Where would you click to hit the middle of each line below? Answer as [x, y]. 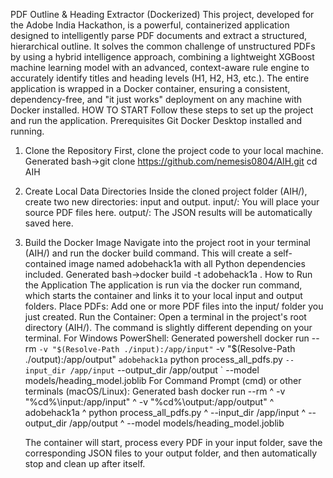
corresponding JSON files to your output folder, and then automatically [171, 453]
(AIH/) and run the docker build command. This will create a [148, 253]
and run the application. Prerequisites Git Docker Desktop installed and [156, 120]
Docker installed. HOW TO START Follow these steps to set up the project [162, 110]
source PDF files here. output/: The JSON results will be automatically [168, 212]
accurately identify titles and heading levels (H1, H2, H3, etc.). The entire [160, 78]
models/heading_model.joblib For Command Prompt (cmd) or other [163, 380]
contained [45, 263]
